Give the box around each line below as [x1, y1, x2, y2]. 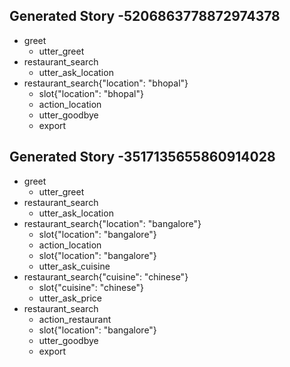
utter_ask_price [38, 292, 103, 304]
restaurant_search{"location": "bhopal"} [23, 77, 189, 89]
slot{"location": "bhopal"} [38, 87, 144, 99]
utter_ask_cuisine [38, 260, 111, 272]
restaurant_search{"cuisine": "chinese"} [23, 270, 189, 283]
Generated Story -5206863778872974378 [9, 8, 281, 25]
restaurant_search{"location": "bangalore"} [23, 217, 202, 229]
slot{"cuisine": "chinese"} [38, 281, 145, 293]
